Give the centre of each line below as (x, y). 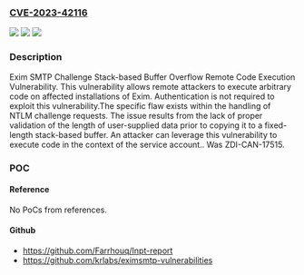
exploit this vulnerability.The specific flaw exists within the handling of (140, 105)
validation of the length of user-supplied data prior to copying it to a (136, 125)
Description (36, 57)
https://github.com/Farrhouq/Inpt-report (98, 250)
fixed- (276, 125)
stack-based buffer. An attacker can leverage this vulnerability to (156, 134)
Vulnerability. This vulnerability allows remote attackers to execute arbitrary (151, 86)
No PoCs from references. (58, 210)
